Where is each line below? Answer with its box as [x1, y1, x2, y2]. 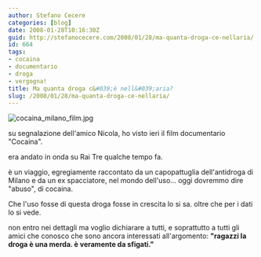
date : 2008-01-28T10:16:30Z [8, 26, 100, 34]
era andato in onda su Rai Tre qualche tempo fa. [8, 152, 163, 162]
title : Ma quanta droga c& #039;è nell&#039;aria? [8, 84, 174, 93]
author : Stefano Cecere [8, 11, 86, 20]
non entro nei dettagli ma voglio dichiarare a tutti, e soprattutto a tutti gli [8, 223, 240, 233]
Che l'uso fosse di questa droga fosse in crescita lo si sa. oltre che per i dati [8, 200, 253, 209]
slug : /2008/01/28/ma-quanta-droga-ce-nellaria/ [8, 92, 170, 100]
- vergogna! [8, 77, 47, 85]
